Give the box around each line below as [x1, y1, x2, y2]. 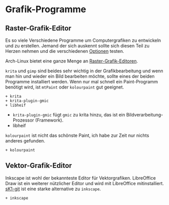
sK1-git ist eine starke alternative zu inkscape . [5, 186, 101, 192]
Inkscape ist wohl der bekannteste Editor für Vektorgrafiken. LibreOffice [5, 174, 156, 181]
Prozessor [12, 117, 35, 123]
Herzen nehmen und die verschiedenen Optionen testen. [5, 48, 125, 54]
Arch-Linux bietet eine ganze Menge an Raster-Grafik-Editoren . [5, 58, 138, 64]
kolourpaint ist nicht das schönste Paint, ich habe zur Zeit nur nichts [5, 132, 149, 138]
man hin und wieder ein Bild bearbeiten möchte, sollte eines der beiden [5, 73, 155, 79]
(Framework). [35, 117, 64, 123]
